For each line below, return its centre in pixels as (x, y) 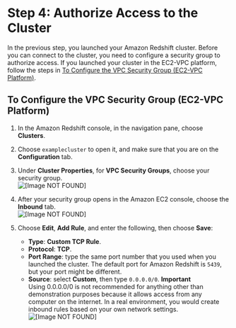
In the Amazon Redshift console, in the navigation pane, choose (110, 128)
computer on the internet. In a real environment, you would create (124, 301)
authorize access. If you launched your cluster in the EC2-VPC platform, (112, 62)
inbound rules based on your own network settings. (103, 309)
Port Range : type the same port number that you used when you (122, 257)
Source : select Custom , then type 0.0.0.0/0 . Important (110, 279)
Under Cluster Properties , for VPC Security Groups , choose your (113, 170)
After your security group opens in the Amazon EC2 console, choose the (123, 199)
